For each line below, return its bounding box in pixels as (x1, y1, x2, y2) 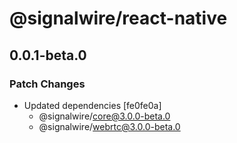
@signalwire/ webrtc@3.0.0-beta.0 (38, 120, 181, 132)
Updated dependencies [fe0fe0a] (23, 99, 162, 111)
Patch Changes (9, 77, 86, 91)
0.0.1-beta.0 (9, 47, 87, 64)
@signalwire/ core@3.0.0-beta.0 (38, 110, 171, 122)
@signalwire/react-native (9, 7, 228, 30)
